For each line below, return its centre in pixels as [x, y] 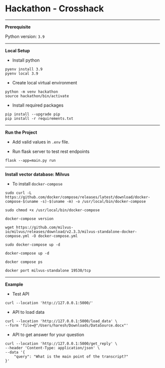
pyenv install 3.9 [24, 69]
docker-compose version [29, 219]
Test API [21, 294]
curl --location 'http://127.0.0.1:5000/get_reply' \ [61, 343]
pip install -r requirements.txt [39, 118]
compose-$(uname [22, 201]
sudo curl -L [18, 193]
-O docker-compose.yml [55, 236]
